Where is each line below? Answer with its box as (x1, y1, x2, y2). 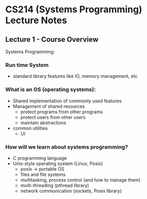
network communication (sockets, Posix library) (20, 188, 122, 194)
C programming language (12, 155, 67, 161)
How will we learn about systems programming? (5, 143, 128, 150)
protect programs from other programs (20, 108, 103, 115)
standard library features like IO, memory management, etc (12, 73, 138, 79)
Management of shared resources (12, 103, 85, 109)
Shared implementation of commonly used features (12, 98, 122, 104)
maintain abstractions (20, 119, 67, 125)
